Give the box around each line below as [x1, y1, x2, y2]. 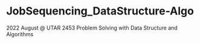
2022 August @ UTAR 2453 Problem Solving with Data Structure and [6, 24, 178, 31]
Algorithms [6, 30, 34, 37]
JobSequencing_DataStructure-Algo [6, 4, 195, 18]
